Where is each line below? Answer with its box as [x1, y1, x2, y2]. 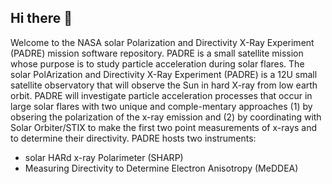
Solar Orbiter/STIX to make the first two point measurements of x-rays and [10, 121, 318, 133]
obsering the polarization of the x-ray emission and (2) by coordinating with [10, 111, 322, 123]
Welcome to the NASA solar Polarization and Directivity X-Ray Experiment [10, 36, 315, 48]
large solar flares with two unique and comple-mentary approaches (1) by [10, 100, 313, 112]
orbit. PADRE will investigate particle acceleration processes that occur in [10, 89, 313, 101]
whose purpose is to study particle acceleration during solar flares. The [10, 57, 305, 70]
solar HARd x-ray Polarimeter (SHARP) [24, 151, 184, 163]
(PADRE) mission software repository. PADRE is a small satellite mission [10, 47, 304, 59]
